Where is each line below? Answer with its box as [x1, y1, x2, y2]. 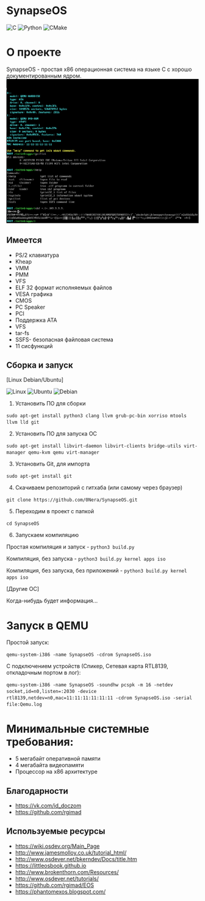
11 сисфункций [15, 342, 53, 349]
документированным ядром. [6, 72, 82, 80]
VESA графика [15, 290, 53, 297]
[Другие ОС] [6, 585, 40, 593]
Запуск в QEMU [6, 618, 88, 632]
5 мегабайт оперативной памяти [15, 755, 101, 762]
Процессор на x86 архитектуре [15, 768, 98, 776]
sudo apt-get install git [6, 473, 72, 480]
